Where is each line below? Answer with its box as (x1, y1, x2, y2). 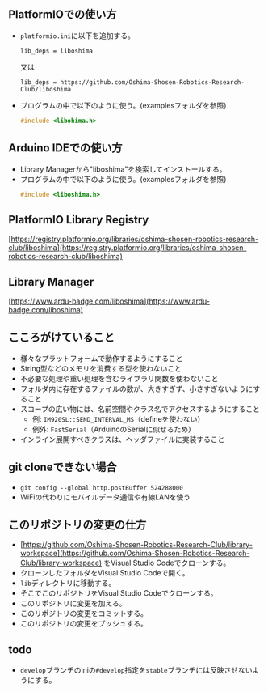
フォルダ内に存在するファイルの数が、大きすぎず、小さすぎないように (19, 384, 253, 393)
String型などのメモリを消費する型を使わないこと (19, 363, 182, 373)
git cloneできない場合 (8, 461, 117, 474)
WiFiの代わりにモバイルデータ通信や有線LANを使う (19, 492, 191, 502)
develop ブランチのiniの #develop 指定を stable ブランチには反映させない (19, 665, 253, 675)
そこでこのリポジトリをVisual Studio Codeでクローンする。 (19, 588, 218, 598)
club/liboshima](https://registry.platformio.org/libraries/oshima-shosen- (8, 243, 247, 253)
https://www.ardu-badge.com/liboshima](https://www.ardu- (10, 296, 210, 306)
